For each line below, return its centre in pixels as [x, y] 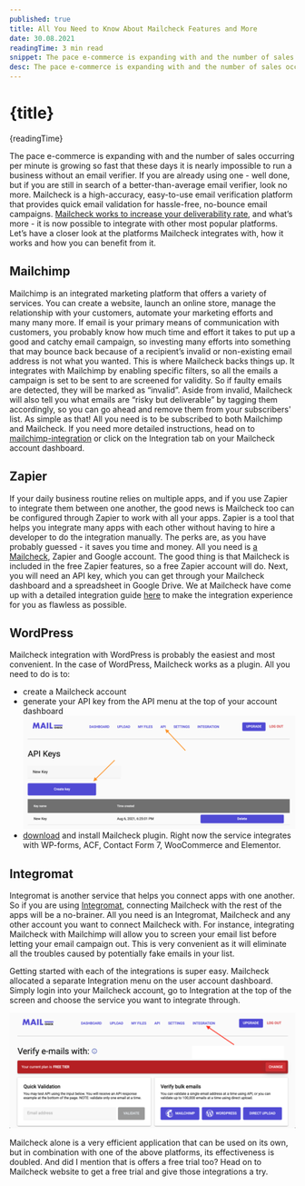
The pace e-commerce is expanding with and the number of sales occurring [152, 155]
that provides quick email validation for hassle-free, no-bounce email [138, 204]
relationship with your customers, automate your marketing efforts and [142, 313]
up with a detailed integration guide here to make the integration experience [151, 594]
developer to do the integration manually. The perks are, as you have [138, 537]
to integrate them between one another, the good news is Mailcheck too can [152, 508]
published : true [40, 19]
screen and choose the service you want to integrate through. [125, 1001]
